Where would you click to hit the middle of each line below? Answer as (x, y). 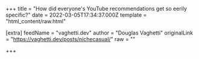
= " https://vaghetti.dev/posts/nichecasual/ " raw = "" (71, 39)
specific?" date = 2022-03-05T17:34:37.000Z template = (76, 15)
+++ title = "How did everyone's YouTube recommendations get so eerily (96, 9)
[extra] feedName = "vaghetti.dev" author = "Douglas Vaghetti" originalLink (99, 33)
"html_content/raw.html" (36, 21)
